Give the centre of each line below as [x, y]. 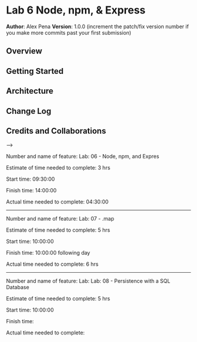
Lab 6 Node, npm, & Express [76, 10]
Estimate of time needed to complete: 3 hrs [58, 168]
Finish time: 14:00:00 [31, 191]
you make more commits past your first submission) [69, 32]
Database [18, 287]
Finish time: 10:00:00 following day [48, 253]
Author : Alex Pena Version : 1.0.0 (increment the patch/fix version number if [98, 26]
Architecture [30, 91]
